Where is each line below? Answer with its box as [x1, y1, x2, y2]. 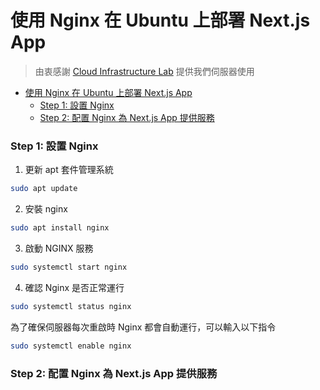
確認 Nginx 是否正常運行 [24, 281, 125, 293]
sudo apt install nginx [10, 223, 110, 233]
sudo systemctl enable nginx [10, 341, 132, 351]
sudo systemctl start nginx [10, 262, 128, 272]
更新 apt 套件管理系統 [24, 164, 114, 176]
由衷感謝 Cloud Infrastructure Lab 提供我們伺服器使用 [34, 65, 255, 77]
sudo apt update [10, 184, 78, 194]
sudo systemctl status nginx [10, 301, 132, 311]
